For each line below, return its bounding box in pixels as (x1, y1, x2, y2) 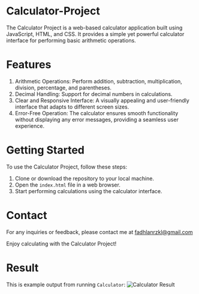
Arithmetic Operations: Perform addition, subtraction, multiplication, (14, 77, 183, 85)
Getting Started (6, 143, 85, 157)
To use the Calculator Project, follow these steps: (6, 163, 128, 170)
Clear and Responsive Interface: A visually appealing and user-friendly (14, 97, 190, 104)
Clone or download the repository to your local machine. (14, 175, 155, 182)
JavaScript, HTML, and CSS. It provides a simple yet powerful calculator (6, 30, 185, 37)
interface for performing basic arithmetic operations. (6, 37, 136, 44)
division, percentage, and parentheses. (14, 84, 112, 91)
